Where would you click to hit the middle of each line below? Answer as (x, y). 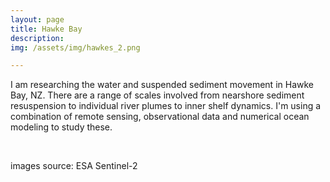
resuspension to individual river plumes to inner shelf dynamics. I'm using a (166, 106)
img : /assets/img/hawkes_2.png (75, 47)
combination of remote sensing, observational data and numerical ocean (160, 117)
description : (37, 38)
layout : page (37, 19)
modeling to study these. (61, 127)
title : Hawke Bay (46, 29)
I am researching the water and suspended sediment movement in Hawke (162, 85)
